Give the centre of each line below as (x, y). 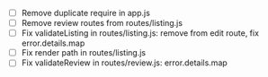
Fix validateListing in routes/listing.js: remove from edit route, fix (140, 33)
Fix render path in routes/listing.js (83, 53)
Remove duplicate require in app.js (85, 13)
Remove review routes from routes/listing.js (102, 23)
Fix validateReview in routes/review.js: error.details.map (125, 63)
